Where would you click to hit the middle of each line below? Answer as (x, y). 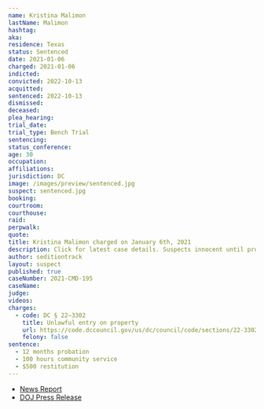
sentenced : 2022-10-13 (45, 96)
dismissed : (26, 103)
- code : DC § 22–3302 (51, 315)
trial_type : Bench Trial (49, 132)
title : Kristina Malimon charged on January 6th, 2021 (100, 242)
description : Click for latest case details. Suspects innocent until (126, 249)
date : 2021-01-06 (37, 60)
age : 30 (21, 154)
